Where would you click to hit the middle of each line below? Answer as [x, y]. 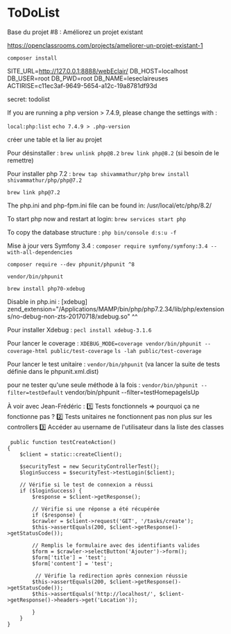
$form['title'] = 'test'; [70, 557]
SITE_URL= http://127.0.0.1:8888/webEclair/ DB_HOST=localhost [98, 71]
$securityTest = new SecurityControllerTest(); [89, 466]
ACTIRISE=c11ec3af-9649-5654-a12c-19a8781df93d [82, 85]
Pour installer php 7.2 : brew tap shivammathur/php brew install [98, 173]
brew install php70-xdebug [46, 289]
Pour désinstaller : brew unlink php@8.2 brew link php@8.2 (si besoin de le [113, 153]
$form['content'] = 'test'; [72, 563]
